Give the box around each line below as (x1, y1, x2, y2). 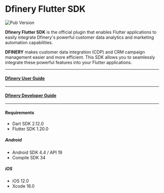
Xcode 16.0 (12, 183, 35, 189)
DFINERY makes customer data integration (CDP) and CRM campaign (5, 49, 145, 55)
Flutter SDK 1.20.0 (12, 126, 49, 132)
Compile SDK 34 (12, 154, 46, 160)
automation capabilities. (5, 39, 53, 45)
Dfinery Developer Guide (5, 92, 57, 98)
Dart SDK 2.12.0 (12, 121, 44, 126)
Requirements (5, 109, 35, 116)
